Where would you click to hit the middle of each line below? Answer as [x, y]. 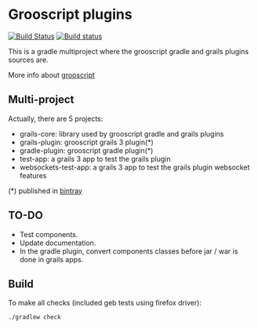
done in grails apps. [51, 259]
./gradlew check [35, 317]
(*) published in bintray [45, 191]
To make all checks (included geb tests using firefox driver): [105, 303]
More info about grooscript [52, 75]
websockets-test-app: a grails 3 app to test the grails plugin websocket [134, 167]
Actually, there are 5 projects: [56, 119]
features [33, 175]
